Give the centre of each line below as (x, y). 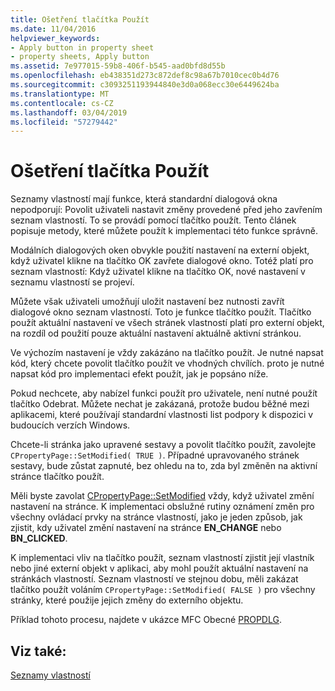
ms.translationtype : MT (60, 94)
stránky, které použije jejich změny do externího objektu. (127, 600)
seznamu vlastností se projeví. (72, 282)
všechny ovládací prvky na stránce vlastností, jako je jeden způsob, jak (156, 517)
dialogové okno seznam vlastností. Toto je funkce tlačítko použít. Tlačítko (161, 312)
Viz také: (38, 651)
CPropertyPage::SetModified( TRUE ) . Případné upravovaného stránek (155, 455)
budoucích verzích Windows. (70, 425)
